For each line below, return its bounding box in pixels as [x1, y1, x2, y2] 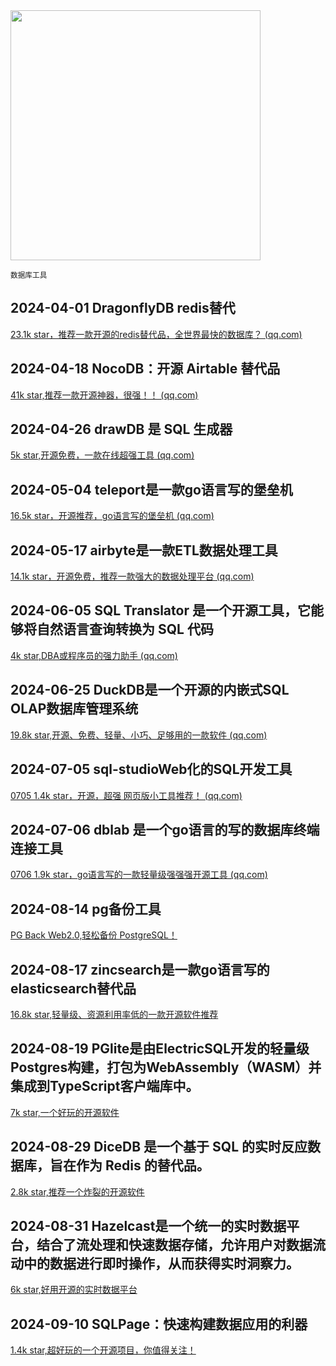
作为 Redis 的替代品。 [75, 1157, 210, 1174]
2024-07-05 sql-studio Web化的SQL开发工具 [10, 761, 293, 778]
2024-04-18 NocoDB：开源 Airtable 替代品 [10, 360, 281, 378]
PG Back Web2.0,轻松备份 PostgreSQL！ [10, 929, 178, 941]
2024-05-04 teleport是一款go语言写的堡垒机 [10, 481, 293, 498]
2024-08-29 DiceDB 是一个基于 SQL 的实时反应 [10, 1139, 308, 1156]
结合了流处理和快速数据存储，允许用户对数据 [36, 1236, 313, 1253]
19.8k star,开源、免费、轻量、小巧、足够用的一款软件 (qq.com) [10, 729, 268, 741]
